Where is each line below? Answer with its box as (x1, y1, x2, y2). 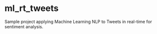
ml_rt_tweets (4, 3, 59, 14)
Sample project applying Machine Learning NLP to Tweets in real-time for (4, 19, 152, 24)
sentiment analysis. (4, 23, 43, 29)
